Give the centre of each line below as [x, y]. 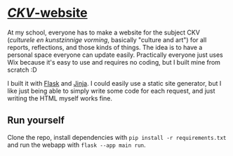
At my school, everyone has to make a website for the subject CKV [104, 32]
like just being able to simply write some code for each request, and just [111, 91]
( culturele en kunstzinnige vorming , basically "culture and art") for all [107, 39]
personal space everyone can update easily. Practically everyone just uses [115, 55]
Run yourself [36, 121]
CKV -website [47, 13]
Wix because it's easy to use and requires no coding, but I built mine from [114, 62]
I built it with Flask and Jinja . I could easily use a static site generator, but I [114, 83]
